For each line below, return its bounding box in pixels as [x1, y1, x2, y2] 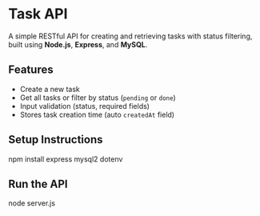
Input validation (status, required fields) [19, 101, 150, 110]
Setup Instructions [8, 133, 103, 146]
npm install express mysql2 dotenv [8, 154, 123, 164]
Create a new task [19, 84, 80, 94]
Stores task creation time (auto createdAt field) [19, 110, 174, 119]
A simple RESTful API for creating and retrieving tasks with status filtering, [8, 31, 253, 41]
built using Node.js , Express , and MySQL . [8, 39, 148, 49]
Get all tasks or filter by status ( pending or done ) [19, 93, 176, 102]
